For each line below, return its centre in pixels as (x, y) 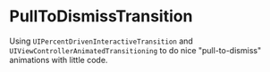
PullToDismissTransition (101, 16)
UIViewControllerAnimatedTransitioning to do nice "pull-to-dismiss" (135, 50)
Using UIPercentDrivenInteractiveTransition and (101, 41)
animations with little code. (59, 60)
